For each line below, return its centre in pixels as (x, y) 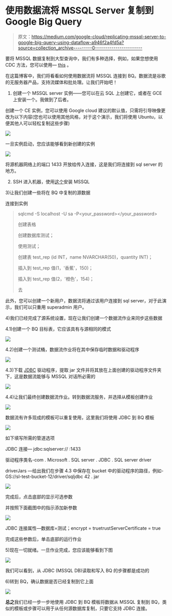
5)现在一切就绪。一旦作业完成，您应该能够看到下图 (59, 550)
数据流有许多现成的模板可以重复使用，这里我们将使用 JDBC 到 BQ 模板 (80, 417)
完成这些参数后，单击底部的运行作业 (44, 539)
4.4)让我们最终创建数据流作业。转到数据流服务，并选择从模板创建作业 (79, 397)
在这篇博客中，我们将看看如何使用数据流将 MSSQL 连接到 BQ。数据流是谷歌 (85, 75)
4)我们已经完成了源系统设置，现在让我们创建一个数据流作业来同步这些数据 (84, 318)
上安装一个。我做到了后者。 (42, 99)
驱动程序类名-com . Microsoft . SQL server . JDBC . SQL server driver (79, 459)
